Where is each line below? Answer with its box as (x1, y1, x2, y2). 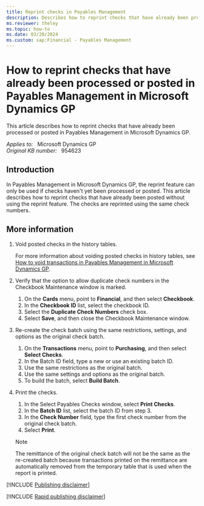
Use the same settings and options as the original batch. (24, 370, 166, 378)
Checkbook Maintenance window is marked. (15, 283, 127, 291)
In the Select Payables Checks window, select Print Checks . (24, 400, 175, 407)
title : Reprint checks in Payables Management (6, 9, 126, 15)
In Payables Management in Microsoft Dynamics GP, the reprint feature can (6, 181, 195, 188)
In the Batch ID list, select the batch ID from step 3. (24, 407, 152, 414)
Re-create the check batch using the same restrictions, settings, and (15, 326, 187, 333)
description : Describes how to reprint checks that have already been (6, 15, 189, 21)
